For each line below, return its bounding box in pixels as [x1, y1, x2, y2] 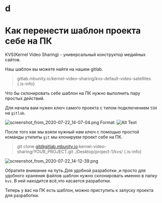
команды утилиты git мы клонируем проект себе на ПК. [5, 134, 123, 140]
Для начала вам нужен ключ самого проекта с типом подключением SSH [5, 105, 157, 111]
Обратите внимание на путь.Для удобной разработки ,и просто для [5, 167, 146, 173]
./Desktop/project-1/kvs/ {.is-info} [74, 149, 142, 155]
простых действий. [5, 95, 45, 101]
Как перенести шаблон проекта [5, 25, 141, 37]
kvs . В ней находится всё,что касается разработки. [5, 178, 112, 184]
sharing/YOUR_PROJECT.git [16, 149, 74, 155]
